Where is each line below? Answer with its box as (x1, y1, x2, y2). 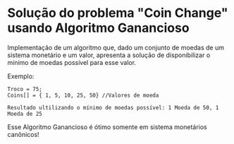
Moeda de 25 (7, 110, 42, 117)
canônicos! (7, 130, 40, 138)
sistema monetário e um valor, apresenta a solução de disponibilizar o (7, 51, 211, 59)
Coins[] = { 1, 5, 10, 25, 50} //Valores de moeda (7, 92, 159, 99)
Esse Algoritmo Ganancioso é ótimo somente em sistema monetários (7, 122, 207, 131)
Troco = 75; (7, 85, 42, 92)
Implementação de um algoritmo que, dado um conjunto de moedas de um (7, 43, 224, 52)
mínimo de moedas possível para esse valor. (7, 58, 136, 66)
